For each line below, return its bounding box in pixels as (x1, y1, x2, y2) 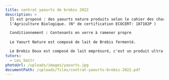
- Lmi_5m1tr (10, 58, 35, 63)
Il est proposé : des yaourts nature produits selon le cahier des (10, 16, 154, 21)
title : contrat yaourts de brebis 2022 (5, 7, 89, 12)
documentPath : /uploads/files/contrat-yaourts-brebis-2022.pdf (5, 67, 141, 72)
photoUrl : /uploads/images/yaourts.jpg (5, 62, 89, 67)
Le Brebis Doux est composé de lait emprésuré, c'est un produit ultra (10, 48, 163, 53)
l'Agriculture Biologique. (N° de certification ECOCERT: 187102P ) (10, 21, 156, 26)
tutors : (5, 53, 22, 58)
